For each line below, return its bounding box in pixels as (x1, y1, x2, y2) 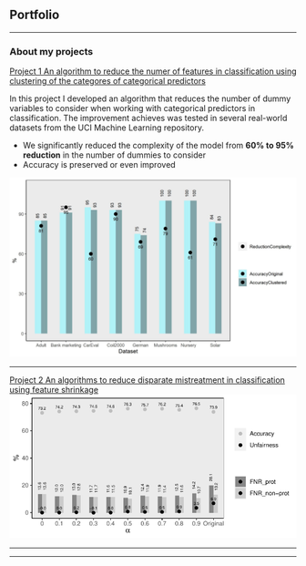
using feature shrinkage (9, 385, 98, 396)
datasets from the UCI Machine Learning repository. (9, 122, 205, 133)
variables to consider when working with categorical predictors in (9, 103, 256, 114)
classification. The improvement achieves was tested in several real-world (9, 113, 288, 124)
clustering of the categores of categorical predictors (9, 76, 207, 87)
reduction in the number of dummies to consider (22, 149, 207, 160)
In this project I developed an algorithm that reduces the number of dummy (9, 93, 291, 104)
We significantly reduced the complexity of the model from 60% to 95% (22, 140, 294, 151)
